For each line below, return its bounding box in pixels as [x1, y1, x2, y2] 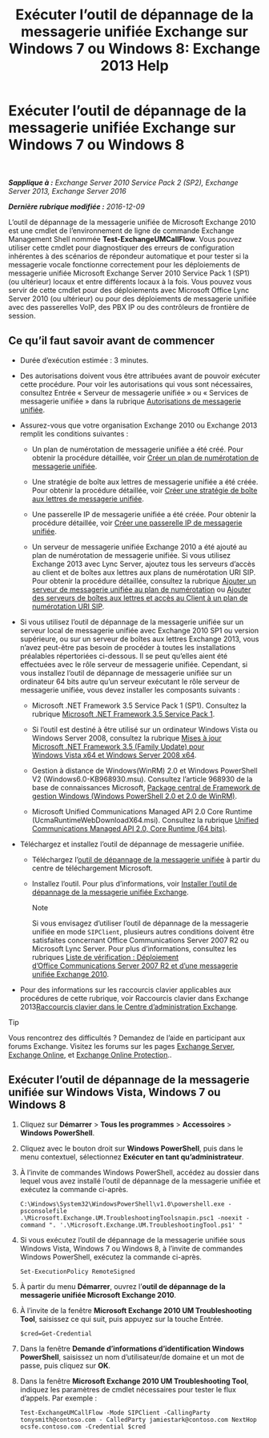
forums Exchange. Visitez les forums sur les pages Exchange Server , [8, 1041, 235, 1050]
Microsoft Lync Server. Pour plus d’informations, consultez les [31, 943, 237, 954]
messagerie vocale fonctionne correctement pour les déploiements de [8, 259, 240, 269]
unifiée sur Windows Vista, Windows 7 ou [8, 1086, 221, 1099]
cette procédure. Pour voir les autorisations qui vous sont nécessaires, [19, 379, 254, 389]
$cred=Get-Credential [19, 1329, 92, 1338]
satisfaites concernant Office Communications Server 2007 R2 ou [31, 935, 250, 945]
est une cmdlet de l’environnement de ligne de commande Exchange [8, 226, 235, 235]
